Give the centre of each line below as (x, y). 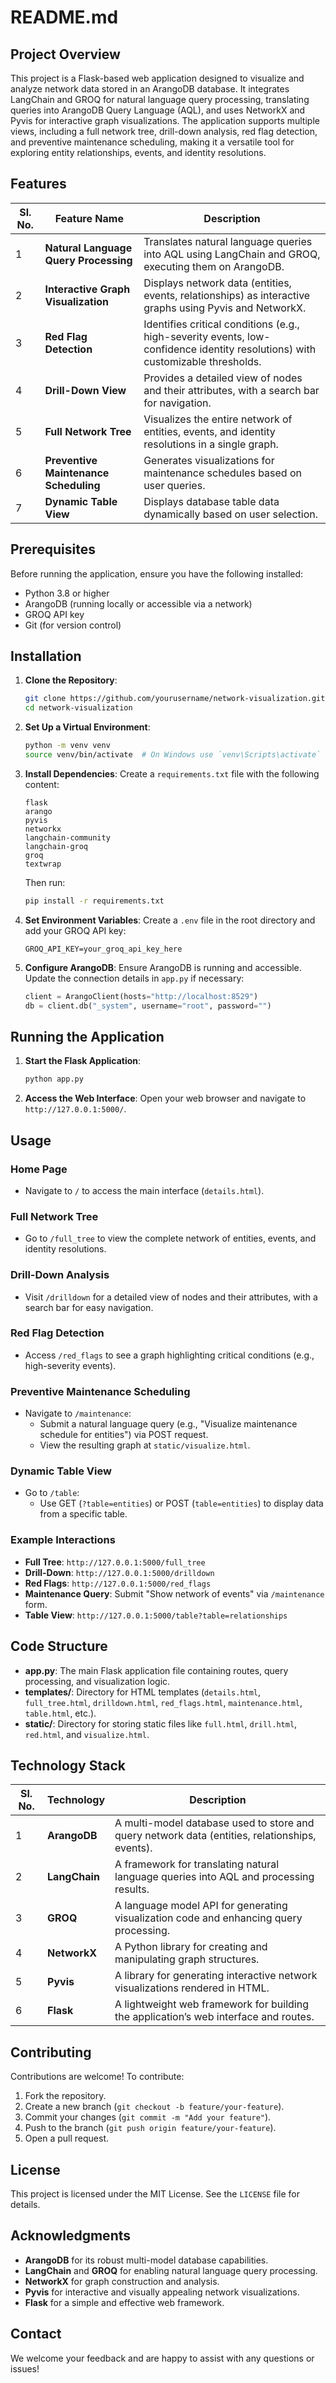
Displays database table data (211, 501)
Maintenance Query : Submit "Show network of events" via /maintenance (174, 1593)
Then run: (45, 882)
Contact (36, 2334)
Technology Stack (68, 1765)
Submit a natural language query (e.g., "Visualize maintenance (168, 1424)
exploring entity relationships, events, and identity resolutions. (138, 152)
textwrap (43, 864)
